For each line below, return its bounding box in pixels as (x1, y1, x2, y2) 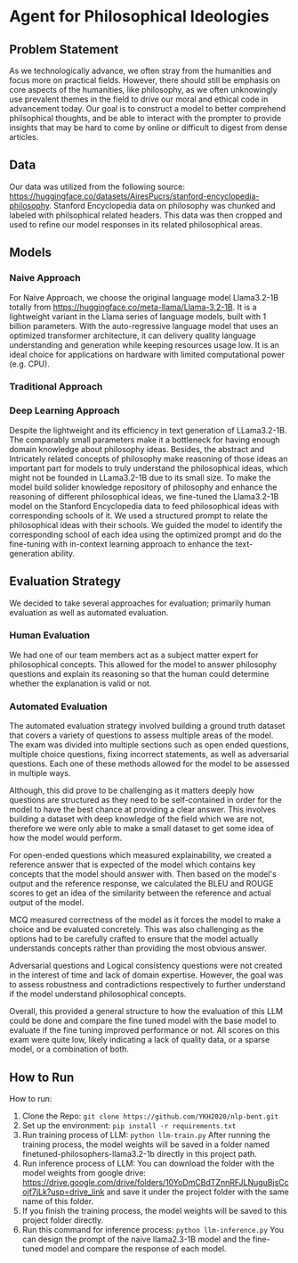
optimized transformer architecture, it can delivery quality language (9, 330, 256, 341)
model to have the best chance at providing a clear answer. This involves (9, 805, 277, 815)
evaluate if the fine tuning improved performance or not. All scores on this (9, 1025, 280, 1036)
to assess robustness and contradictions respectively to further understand (9, 979, 286, 990)
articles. (9, 132, 39, 142)
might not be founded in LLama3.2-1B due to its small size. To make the (9, 472, 271, 483)
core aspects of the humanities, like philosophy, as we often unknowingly (9, 85, 278, 95)
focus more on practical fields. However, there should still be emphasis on (9, 75, 281, 86)
